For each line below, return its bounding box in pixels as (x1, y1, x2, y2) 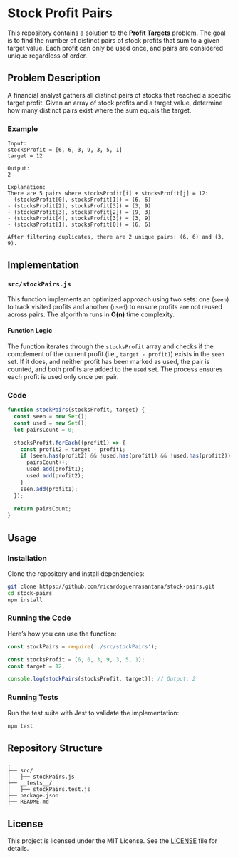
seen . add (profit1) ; (20, 485, 78, 492)
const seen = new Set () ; (14, 413, 88, 420)
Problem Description (7, 72, 101, 84)
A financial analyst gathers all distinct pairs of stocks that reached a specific (7, 91, 232, 99)
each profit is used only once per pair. (7, 372, 119, 381)
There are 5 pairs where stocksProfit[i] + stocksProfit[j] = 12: (7, 190, 209, 197)
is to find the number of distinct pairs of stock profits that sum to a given (7, 36, 220, 44)
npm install (7, 596, 43, 604)
